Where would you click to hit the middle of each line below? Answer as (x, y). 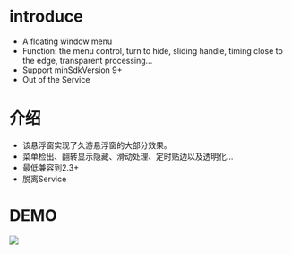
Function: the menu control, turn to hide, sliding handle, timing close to (153, 50)
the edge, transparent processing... (87, 60)
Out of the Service (56, 79)
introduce (46, 17)
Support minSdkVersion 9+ (72, 70)
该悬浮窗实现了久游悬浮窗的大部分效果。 (97, 145)
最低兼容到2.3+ (50, 167)
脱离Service (44, 179)
